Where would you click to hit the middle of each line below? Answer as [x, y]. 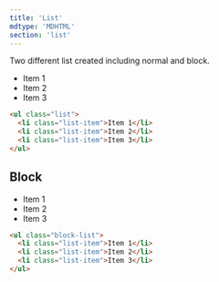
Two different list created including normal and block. [109, 61]
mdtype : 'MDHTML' [42, 26]
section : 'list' [40, 35]
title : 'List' [36, 18]
